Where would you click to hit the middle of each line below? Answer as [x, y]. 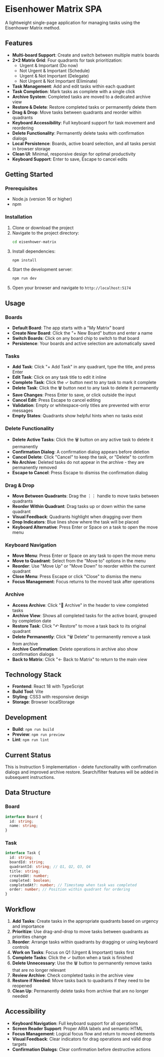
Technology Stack [33, 674]
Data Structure [28, 793]
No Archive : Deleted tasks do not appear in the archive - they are [78, 462]
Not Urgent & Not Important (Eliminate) [59, 81]
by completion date [32, 621]
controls [21, 947]
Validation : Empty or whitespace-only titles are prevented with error [81, 406]
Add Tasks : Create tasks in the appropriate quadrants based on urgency [85, 921]
